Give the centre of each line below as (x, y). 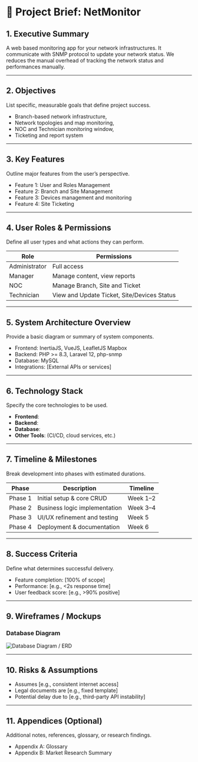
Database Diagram (33, 633)
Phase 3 (21, 517)
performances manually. (36, 67)
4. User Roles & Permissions (59, 228)
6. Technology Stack (45, 391)
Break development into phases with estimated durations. (76, 474)
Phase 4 (21, 527)
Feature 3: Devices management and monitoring (73, 198)
